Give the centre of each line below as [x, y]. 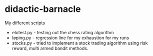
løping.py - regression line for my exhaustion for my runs [70, 38]
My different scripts [25, 23]
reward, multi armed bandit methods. [50, 48]
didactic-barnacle [43, 9]
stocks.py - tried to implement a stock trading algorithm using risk [80, 43]
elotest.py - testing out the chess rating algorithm [63, 32]
